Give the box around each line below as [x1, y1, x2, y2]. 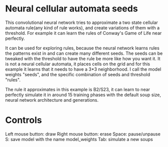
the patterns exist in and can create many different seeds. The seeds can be [5, 50, 163, 56]
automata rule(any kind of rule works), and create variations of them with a [5, 24, 160, 30]
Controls [5, 115, 42, 126]
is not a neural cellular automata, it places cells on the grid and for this [5, 61, 150, 67]
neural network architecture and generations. [5, 97, 99, 103]
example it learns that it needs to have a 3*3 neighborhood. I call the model [5, 66, 161, 72]
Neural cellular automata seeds [5, 3, 138, 14]
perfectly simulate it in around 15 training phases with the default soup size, [5, 92, 161, 98]
